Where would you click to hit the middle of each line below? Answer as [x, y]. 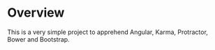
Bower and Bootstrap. [38, 39]
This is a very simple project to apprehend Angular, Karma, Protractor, [107, 32]
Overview [36, 13]
